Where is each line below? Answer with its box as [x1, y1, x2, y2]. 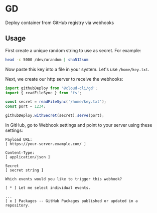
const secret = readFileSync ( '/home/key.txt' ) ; [5, 99, 107, 104]
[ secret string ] [5, 168, 44, 173]
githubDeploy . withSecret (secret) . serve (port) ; [5, 113, 104, 118]
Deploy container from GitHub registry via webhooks [5, 20, 114, 26]
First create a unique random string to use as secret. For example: [5, 47, 141, 53]
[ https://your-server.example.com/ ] [5, 141, 86, 146]
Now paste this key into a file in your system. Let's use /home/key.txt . [5, 66, 149, 72]
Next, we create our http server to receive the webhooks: [5, 76, 124, 82]
